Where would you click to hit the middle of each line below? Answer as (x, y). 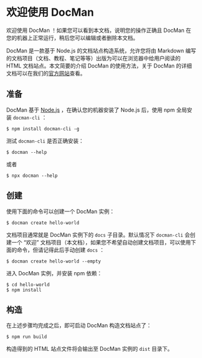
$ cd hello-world (28, 284)
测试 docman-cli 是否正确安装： (45, 141)
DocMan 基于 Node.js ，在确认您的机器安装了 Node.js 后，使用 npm (91, 110)
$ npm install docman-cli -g (43, 129)
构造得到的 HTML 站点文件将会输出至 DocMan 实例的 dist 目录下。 (90, 349)
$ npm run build (27, 337)
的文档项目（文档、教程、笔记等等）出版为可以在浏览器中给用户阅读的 (93, 58)
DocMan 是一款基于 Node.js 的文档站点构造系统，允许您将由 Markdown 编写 (101, 50)
